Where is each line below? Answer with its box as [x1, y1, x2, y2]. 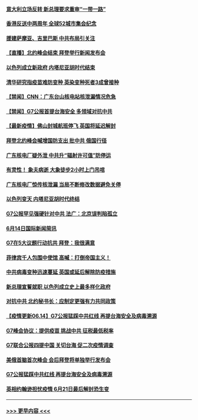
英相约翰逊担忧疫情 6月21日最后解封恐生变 [6, 386, 110, 393]
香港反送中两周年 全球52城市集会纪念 [6, 20, 97, 27]
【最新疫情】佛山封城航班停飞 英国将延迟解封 [6, 122, 116, 129]
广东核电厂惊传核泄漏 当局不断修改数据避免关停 [6, 181, 121, 188]
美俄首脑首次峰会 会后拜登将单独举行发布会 [6, 356, 111, 363]
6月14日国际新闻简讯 [6, 224, 57, 232]
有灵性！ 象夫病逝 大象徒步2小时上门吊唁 [6, 166, 105, 174]
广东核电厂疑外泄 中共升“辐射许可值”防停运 [6, 151, 111, 159]
